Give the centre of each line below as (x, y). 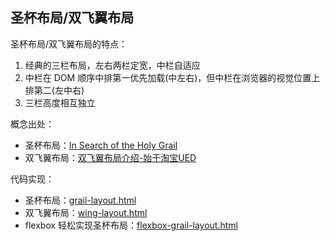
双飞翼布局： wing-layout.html (86, 212)
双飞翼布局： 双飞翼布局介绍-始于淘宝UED (110, 157)
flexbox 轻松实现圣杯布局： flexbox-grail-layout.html (131, 225)
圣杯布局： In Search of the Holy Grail (101, 145)
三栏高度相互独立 (60, 102)
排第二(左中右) (54, 90)
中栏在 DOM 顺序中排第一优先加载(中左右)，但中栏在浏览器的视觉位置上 (172, 77)
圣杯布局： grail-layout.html (80, 200)
